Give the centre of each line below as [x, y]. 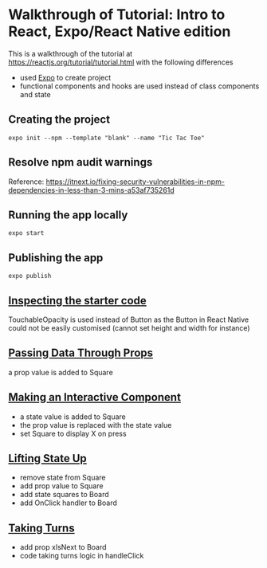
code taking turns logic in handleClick [82, 556]
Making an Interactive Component [95, 397]
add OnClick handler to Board [69, 503]
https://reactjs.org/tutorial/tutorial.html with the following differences [121, 62]
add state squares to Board [64, 495]
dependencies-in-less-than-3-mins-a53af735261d [92, 190]
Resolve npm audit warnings [80, 162]
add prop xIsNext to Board [63, 547]
